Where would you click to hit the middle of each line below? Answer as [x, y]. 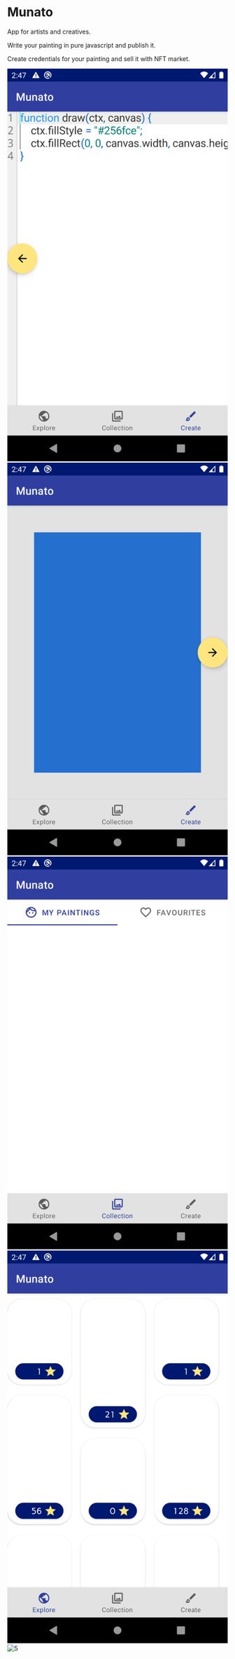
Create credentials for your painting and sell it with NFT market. [99, 59]
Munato [30, 12]
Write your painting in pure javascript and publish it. [81, 45]
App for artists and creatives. [49, 32]
